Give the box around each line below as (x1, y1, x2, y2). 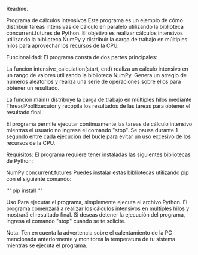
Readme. (6, 5, 28, 12)
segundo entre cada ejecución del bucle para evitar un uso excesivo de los (6, 133, 191, 140)
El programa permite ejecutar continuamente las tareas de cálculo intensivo (6, 120, 193, 127)
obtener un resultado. (6, 84, 60, 92)
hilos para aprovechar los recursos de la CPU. (6, 42, 120, 49)
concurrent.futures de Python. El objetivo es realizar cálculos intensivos (6, 29, 184, 37)
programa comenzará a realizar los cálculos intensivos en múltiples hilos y (6, 205, 190, 212)
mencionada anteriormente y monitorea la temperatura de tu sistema (6, 236, 175, 242)
